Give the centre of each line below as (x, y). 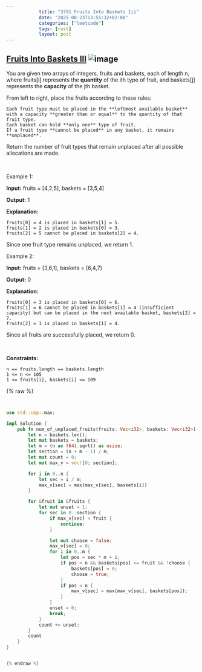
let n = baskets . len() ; (58, 435)
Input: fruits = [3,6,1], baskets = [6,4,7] (54, 268)
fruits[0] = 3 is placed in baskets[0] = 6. (63, 302)
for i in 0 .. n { (48, 474)
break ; (58, 613)
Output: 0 (19, 279)
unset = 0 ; (63, 608)
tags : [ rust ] (55, 29)
